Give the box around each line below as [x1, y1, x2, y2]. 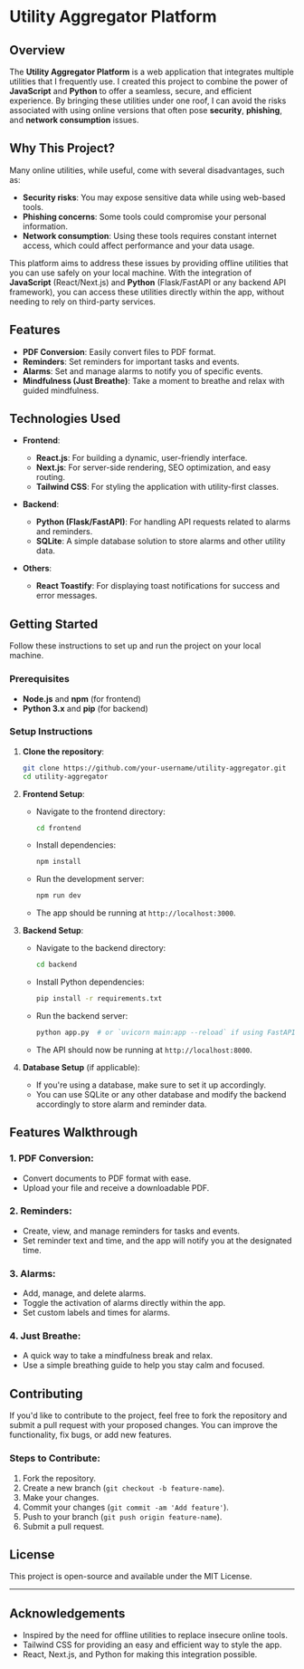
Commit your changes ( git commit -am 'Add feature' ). [22, 1501, 229, 1512]
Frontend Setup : [22, 788, 85, 799]
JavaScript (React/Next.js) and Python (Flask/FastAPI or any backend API [9, 276, 287, 287]
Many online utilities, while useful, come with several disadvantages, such [9, 165, 285, 176]
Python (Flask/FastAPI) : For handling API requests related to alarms [35, 516, 291, 527]
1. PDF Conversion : [9, 1152, 95, 1165]
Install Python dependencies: [35, 976, 145, 988]
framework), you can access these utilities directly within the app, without [9, 286, 285, 297]
